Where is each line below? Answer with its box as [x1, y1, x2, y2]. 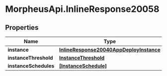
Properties [5, 23, 39, 32]
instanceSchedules [7, 63, 55, 69]
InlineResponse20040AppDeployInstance [59, 46, 161, 53]
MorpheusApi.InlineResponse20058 [5, 3, 160, 15]
